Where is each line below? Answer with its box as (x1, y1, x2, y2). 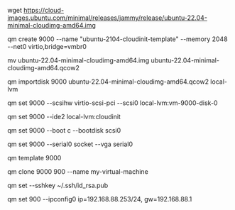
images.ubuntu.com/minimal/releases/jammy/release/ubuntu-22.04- (7, 13, 208, 22)
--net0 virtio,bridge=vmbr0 (7, 43, 87, 50)
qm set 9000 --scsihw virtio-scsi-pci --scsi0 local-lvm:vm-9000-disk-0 (7, 99, 218, 107)
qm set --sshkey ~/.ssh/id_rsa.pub (7, 181, 109, 189)
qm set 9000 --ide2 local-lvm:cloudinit (7, 113, 121, 121)
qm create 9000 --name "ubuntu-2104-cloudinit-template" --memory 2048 (7, 35, 229, 43)
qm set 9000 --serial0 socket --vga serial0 (7, 140, 133, 148)
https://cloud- (23, 6, 65, 14)
